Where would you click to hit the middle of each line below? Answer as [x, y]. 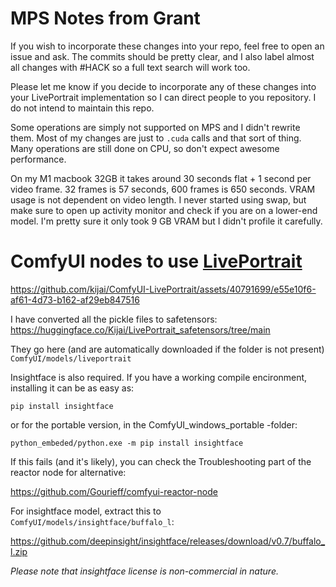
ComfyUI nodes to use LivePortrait [156, 261]
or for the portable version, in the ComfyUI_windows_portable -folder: [154, 424]
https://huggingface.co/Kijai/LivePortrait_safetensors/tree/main [140, 329]
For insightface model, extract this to [86, 511]
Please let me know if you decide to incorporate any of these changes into [163, 86]
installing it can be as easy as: [72, 388]
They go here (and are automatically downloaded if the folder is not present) [167, 349]
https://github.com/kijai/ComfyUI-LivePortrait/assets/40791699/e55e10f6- [163, 289]
